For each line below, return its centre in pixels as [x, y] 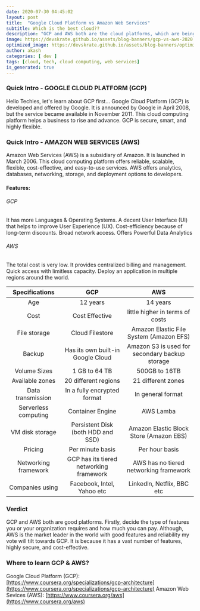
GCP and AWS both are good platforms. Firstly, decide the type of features [98, 522]
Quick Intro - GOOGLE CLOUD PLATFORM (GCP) [76, 88]
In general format [159, 394]
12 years [92, 302]
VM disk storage [34, 432]
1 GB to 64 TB [92, 371]
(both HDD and [92, 432]
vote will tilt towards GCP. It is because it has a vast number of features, [94, 541]
